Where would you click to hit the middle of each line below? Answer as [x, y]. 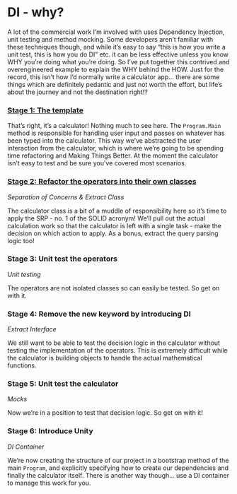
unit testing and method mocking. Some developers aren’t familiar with [110, 39]
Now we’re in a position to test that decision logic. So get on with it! [105, 413]
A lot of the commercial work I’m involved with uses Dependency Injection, [116, 32]
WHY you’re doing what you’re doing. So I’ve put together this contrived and [118, 61]
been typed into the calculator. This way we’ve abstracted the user [104, 141]
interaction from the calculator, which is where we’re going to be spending [116, 148]
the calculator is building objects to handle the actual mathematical [105, 358]
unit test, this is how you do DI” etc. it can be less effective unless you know [118, 54]
